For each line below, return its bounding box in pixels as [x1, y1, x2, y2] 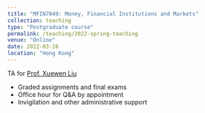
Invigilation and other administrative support [17, 97, 147, 106]
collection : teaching [7, 17, 72, 24]
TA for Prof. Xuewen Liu [7, 69, 77, 78]
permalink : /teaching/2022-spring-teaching [7, 30, 139, 37]
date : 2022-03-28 [7, 43, 59, 50]
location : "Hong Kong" [7, 50, 75, 57]
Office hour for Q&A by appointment [17, 90, 124, 99]
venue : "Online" [7, 37, 56, 44]
